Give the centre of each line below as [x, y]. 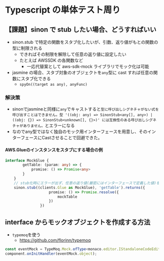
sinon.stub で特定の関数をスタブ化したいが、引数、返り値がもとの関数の [85, 42]
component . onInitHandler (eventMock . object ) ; [51, 254]
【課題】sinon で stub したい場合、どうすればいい [81, 29]
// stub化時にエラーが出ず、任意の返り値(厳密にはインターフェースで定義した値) [85, 183]
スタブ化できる [36, 79]
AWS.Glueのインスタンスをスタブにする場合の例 [54, 149]
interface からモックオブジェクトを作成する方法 [78, 222]
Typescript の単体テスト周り [63, 10]
